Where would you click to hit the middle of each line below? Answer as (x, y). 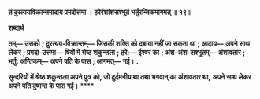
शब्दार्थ (16, 28)
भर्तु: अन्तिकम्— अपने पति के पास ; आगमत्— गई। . (74, 61)
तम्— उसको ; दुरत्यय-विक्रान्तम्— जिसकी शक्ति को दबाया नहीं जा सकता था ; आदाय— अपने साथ (129, 44)
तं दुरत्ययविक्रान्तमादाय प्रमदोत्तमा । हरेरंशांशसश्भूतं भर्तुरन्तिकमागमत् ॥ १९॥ (100, 12)
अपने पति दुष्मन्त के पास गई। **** (51, 86)
